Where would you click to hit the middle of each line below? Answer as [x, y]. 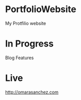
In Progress [29, 44]
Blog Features [19, 58]
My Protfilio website [26, 23]
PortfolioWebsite [41, 9]
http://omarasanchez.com [32, 92]
